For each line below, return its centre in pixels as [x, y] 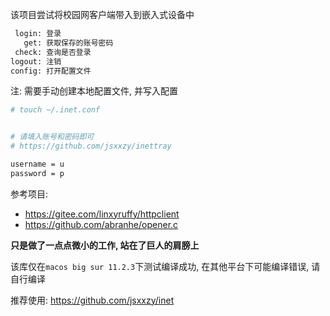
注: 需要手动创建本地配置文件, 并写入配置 [94, 91]
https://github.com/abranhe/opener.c [101, 224]
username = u [37, 164]
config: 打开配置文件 [51, 71]
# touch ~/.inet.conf [55, 110]
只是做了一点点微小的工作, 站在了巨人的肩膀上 [105, 245]
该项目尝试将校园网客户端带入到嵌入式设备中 [102, 14]
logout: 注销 [36, 61]
